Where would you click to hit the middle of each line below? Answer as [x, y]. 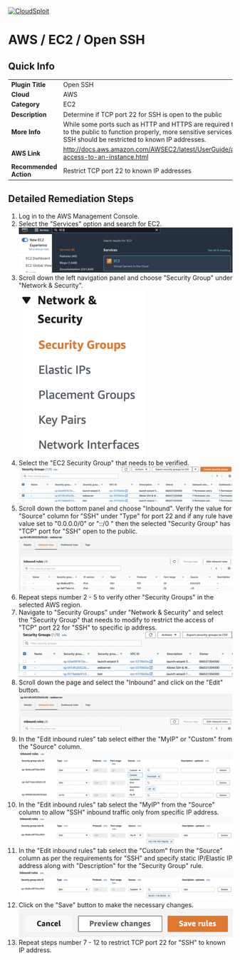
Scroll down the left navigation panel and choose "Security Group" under [125, 278]
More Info [26, 131]
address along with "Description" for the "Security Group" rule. [111, 866]
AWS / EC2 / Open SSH [77, 40]
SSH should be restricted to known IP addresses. [135, 139]
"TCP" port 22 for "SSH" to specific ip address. [88, 627]
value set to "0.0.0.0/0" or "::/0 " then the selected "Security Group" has [124, 524]
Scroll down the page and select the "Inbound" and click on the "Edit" [121, 682]
